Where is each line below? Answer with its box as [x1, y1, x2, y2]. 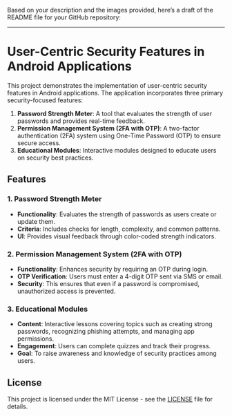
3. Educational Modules [7, 304, 88, 314]
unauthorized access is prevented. [17, 287, 116, 295]
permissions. [17, 334, 54, 343]
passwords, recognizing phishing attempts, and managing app [17, 328, 195, 336]
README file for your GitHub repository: [7, 13, 121, 21]
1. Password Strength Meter [7, 194, 102, 204]
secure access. [17, 138, 61, 147]
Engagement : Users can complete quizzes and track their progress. [17, 342, 211, 350]
